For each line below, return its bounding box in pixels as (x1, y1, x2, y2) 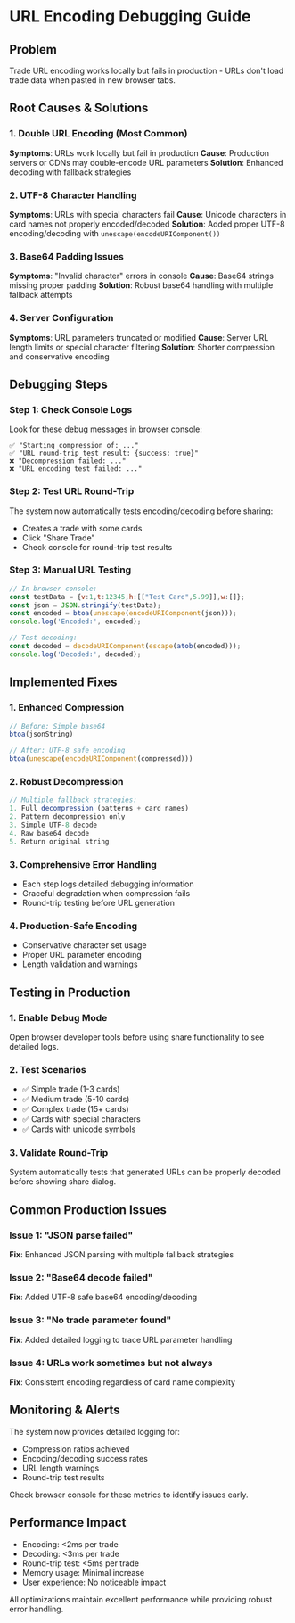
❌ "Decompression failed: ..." (9, 457, 127, 465)
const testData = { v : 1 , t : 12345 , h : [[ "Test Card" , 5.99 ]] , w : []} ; (9, 592, 245, 601)
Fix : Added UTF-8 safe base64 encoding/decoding (9, 1291, 198, 1303)
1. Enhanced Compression (9, 702, 125, 714)
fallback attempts (9, 290, 73, 301)
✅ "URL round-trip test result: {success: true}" (9, 449, 199, 458)
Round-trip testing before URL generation (21, 897, 176, 908)
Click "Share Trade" (21, 532, 95, 543)
